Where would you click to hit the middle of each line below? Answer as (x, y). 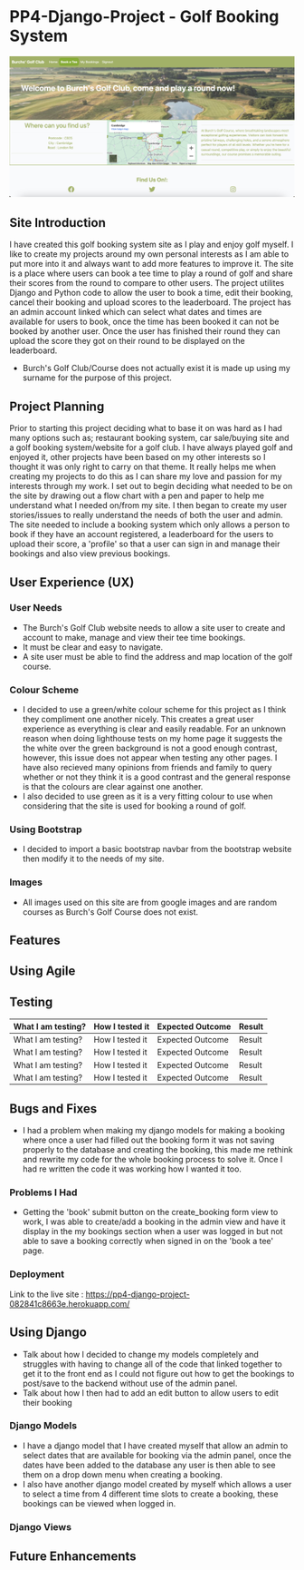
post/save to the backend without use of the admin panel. (130, 1383)
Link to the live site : (47, 1294)
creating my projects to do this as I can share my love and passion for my (146, 476)
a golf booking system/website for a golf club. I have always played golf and (152, 447)
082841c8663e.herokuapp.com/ (70, 1303)
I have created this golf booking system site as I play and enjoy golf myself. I (152, 245)
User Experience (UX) (72, 582)
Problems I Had (43, 1192)
